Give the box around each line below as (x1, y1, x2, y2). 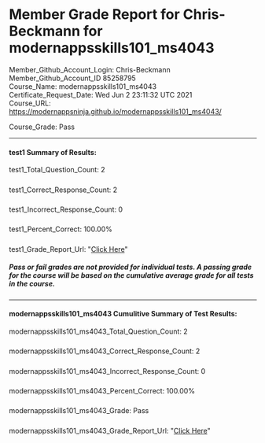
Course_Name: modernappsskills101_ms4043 (9, 81, 156, 91)
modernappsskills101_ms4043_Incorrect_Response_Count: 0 (9, 366, 206, 375)
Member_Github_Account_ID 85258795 (9, 73, 136, 83)
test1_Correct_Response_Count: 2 (9, 185, 118, 194)
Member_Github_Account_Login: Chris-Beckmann (9, 65, 171, 74)
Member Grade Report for (9, 6, 180, 24)
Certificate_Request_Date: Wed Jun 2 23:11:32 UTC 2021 (9, 90, 193, 99)
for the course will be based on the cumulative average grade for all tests (9, 271, 254, 280)
